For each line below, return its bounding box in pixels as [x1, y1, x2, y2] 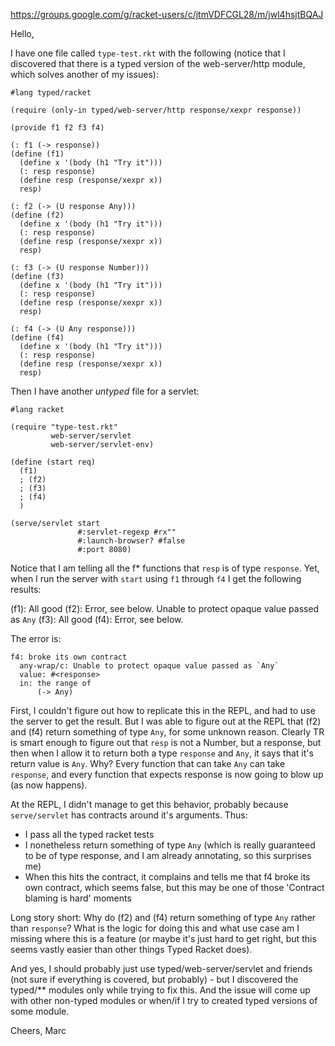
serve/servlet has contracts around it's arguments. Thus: [10, 809, 248, 821]
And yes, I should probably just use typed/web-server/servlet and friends [10, 963, 313, 974]
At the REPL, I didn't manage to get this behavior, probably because [10, 799, 289, 810]
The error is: [10, 633, 62, 644]
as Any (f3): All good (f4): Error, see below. [10, 614, 184, 625]
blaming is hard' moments [24, 892, 132, 904]
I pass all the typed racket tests [24, 829, 155, 840]
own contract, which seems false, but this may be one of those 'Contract [24, 882, 325, 893]
